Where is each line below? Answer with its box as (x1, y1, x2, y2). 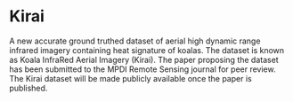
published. (9, 82, 48, 93)
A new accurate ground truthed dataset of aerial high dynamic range (9, 35, 261, 46)
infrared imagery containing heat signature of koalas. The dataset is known (9, 44, 285, 55)
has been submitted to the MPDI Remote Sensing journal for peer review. (9, 64, 276, 75)
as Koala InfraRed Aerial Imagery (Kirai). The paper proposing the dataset (9, 54, 279, 65)
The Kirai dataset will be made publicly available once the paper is (9, 73, 252, 83)
